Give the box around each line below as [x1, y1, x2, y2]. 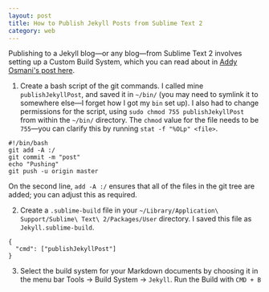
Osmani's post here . [8, 66, 75, 75]
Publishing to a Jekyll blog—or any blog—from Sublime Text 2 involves [8, 49, 243, 59]
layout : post [8, 11, 52, 20]
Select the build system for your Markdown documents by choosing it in [19, 266, 259, 276]
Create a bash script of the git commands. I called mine [19, 81, 204, 91]
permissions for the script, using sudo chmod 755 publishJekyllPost [19, 107, 245, 116]
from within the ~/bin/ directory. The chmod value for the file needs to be [19, 116, 259, 125]
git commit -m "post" [8, 153, 81, 161]
